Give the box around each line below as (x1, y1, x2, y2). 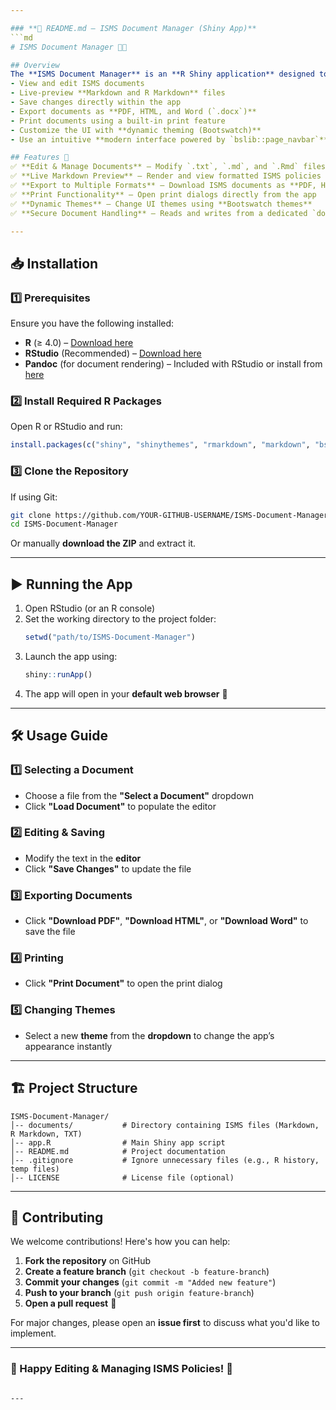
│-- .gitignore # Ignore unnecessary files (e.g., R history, (10, 1155, 320, 1165)
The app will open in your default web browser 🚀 (24, 687, 228, 700)
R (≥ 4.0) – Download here (24, 337, 134, 349)
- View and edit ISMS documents (10, 79, 145, 89)
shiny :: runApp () (24, 669, 93, 680)
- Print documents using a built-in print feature (10, 116, 226, 126)
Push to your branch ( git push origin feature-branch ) (24, 1287, 255, 1299)
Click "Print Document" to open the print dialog (24, 977, 223, 990)
